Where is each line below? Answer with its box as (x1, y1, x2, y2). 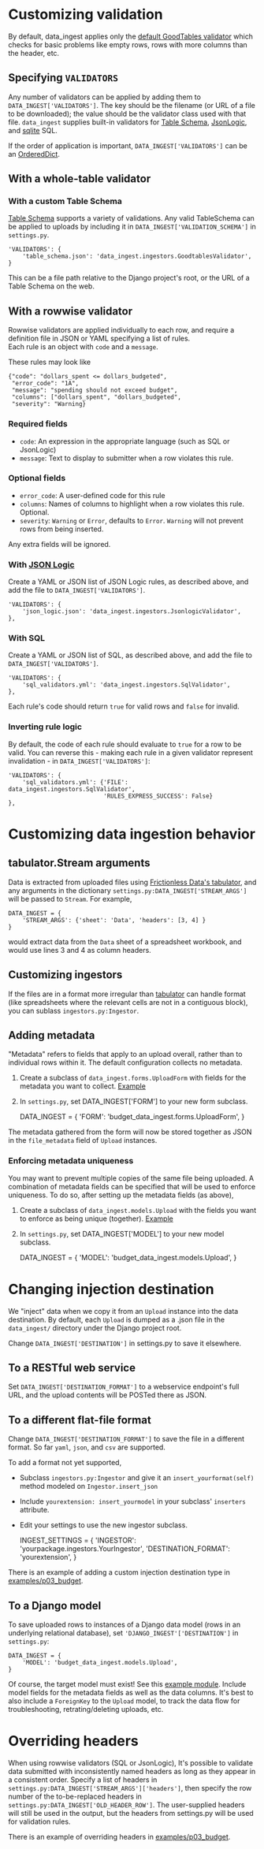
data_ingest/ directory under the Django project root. (8, 1323, 182, 1333)
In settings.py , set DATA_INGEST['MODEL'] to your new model (19, 1229, 225, 1238)
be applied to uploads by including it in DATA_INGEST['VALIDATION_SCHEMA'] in (8, 222, 256, 232)
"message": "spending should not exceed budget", (11, 386, 178, 395)
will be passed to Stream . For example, (8, 894, 132, 903)
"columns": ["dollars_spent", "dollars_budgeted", (11, 393, 181, 401)
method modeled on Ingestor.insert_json (19, 1482, 158, 1491)
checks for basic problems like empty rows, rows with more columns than (8, 39, 248, 49)
